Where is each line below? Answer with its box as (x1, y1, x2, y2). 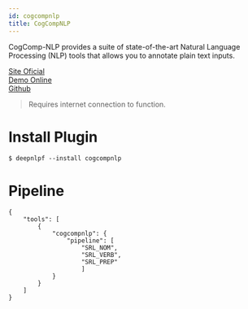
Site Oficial (8, 66, 45, 76)
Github (8, 83, 31, 94)
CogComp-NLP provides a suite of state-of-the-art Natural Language (8, 41, 241, 51)
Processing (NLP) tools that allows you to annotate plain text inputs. (8, 50, 236, 60)
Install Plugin (8, 128, 98, 146)
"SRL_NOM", (80, 244, 118, 252)
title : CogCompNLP (8, 20, 71, 28)
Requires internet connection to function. (28, 99, 167, 109)
